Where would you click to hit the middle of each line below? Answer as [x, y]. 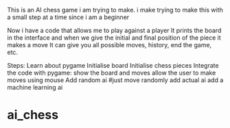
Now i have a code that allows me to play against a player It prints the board [114, 30]
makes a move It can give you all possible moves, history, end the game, [110, 45]
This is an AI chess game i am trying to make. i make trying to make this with [115, 10]
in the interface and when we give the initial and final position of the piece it [114, 38]
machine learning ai [35, 87]
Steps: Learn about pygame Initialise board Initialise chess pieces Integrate [113, 65]
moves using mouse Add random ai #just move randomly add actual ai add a [115, 80]
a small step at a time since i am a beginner [68, 17]
